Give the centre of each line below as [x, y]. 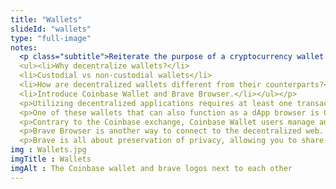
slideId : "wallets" [51, 29]
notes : [24, 47]
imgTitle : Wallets [51, 159]
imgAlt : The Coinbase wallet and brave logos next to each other [151, 168]
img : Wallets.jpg [48, 150]
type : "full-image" [51, 38]
